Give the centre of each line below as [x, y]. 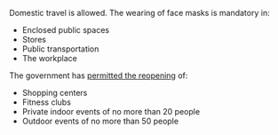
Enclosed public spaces [65, 30]
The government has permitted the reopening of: [99, 75]
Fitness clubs [46, 102]
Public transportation [60, 49]
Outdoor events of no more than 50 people [100, 121]
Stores [34, 40]
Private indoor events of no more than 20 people [111, 111]
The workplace [49, 58]
